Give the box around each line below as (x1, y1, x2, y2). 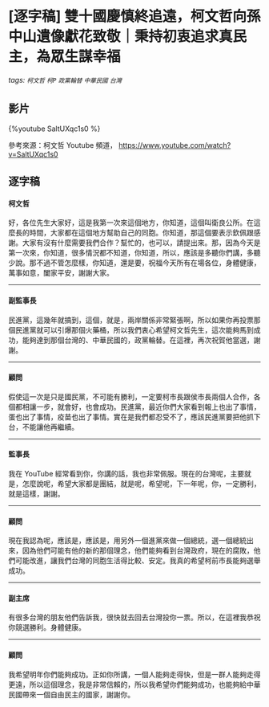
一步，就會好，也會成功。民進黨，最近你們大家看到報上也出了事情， (35, 402, 261, 411)
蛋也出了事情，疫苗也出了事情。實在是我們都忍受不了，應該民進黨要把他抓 (8, 411, 254, 422)
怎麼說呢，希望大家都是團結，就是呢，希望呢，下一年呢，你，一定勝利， (22, 479, 261, 488)
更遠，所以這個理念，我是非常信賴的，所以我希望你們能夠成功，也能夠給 (8, 680, 247, 689)
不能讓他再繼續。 (22, 422, 78, 431)
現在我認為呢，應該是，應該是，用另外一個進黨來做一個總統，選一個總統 (8, 536, 247, 546)
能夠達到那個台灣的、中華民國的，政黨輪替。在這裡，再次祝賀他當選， (22, 335, 254, 345)
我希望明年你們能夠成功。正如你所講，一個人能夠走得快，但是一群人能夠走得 (8, 669, 261, 679)
